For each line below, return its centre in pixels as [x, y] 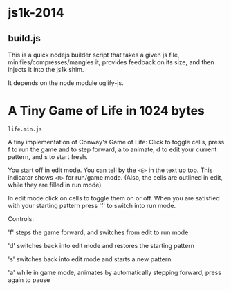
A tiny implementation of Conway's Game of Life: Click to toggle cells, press [116, 142]
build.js [24, 38]
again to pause [29, 280]
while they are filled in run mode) [55, 185]
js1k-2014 [36, 13]
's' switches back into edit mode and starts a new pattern [90, 259]
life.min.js [25, 129]
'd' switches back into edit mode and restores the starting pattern [101, 245]
